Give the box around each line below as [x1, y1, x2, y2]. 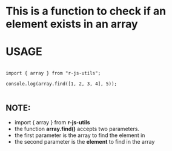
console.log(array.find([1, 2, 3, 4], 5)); [5, 81, 117, 87]
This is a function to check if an [5, 4, 167, 18]
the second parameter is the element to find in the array [14, 138, 155, 145]
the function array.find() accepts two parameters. [14, 125, 140, 132]
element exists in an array [5, 17, 138, 31]
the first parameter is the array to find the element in [14, 132, 145, 139]
